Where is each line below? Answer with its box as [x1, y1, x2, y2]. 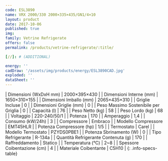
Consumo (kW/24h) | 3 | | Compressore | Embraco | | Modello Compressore [5, 118, 163, 124]
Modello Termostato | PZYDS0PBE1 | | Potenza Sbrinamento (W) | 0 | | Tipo [5, 129, 161, 135]
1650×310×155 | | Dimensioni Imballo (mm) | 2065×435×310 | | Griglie [5, 97, 150, 103]
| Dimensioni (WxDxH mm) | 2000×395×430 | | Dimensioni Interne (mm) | [5, 92, 158, 97]
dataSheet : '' [5, 77, 35, 83]
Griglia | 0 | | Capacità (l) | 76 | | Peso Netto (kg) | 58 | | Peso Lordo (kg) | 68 [5, 107, 163, 113]
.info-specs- [131, 145, 157, 151]
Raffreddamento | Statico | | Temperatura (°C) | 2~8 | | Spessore [5, 140, 139, 146]
